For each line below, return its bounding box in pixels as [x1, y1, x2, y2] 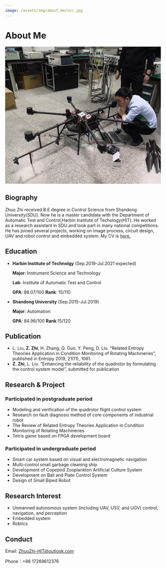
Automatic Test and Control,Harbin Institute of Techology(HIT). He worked [5, 217, 157, 223]
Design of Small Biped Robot [12, 478, 71, 483]
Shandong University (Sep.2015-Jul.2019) [12, 299, 99, 305]
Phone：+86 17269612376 [5, 558, 59, 564]
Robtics [12, 521, 28, 526]
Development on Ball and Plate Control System [12, 472, 108, 478]
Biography [5, 193, 38, 202]
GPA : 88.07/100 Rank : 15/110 [12, 289, 71, 295]
